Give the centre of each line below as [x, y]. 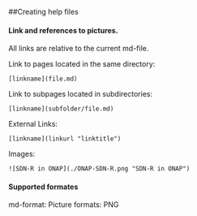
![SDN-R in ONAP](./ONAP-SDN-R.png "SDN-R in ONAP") [99, 169]
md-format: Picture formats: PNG [64, 205]
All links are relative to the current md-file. [79, 49]
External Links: [33, 124]
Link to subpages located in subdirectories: [80, 94]
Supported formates [43, 187]
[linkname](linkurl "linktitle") [65, 139]
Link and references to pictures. [64, 30]
